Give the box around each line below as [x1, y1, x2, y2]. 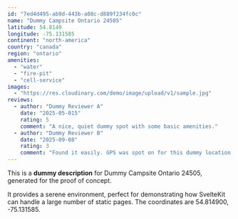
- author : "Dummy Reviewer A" [14, 103, 103, 110]
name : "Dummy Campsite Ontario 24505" [7, 17, 123, 24]
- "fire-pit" [14, 70, 53, 77]
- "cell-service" [14, 76, 66, 84]
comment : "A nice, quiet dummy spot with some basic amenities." [20, 122, 219, 130]
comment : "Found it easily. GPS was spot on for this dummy [20, 149, 202, 156]
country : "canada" [7, 43, 62, 50]
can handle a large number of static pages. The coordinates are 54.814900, [7, 198, 229, 206]
